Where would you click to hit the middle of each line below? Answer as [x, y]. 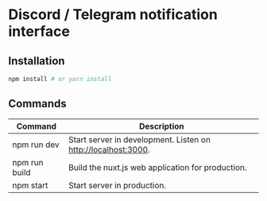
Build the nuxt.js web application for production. [158, 167]
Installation [37, 61]
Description [161, 126]
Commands [38, 104]
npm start [30, 185]
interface [39, 31]
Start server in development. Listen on [139, 139]
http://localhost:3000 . [110, 149]
